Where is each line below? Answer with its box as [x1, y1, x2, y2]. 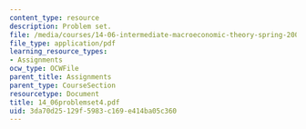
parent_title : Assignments [9, 73, 112, 82]
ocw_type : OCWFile [9, 64, 79, 74]
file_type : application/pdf [9, 38, 117, 48]
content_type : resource [9, 13, 100, 23]
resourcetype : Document [9, 89, 100, 98]
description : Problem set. [9, 22, 112, 31]
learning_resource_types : [9, 47, 107, 56]
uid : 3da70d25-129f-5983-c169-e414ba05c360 [9, 106, 178, 115]
